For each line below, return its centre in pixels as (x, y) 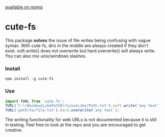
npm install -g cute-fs (29, 79)
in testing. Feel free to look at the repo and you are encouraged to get (75, 125)
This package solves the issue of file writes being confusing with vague (78, 40)
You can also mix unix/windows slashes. (46, 56)
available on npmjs (24, 7)
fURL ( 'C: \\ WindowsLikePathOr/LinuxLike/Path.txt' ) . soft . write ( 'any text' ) (83, 106)
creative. (14, 130)
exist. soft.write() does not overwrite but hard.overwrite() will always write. (81, 50)
